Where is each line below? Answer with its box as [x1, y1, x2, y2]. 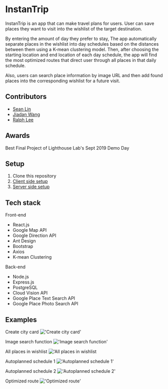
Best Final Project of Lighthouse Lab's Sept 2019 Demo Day [5, 145, 130, 151]
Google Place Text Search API [12, 295, 75, 301]
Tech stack [5, 198, 41, 207]
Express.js [12, 279, 34, 285]
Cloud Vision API [12, 290, 48, 296]
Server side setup [12, 184, 50, 190]
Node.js [12, 274, 29, 280]
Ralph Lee [12, 117, 34, 123]
